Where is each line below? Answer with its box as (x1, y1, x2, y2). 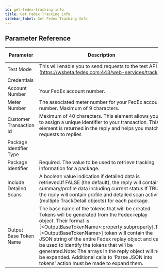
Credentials (7, 77, 34, 84)
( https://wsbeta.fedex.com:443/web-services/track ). (39, 69, 161, 76)
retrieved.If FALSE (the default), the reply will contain (39, 179, 160, 186)
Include (7, 179, 25, 186)
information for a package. (39, 165, 99, 172)
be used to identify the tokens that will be (39, 242, 133, 249)
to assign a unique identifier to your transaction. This (39, 119, 159, 126)
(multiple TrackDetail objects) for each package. (39, 198, 149, 204)
